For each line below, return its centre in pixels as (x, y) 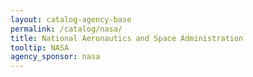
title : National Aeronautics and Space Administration (127, 38)
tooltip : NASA (40, 47)
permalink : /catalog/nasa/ (66, 29)
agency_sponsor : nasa (55, 57)
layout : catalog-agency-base (71, 19)
